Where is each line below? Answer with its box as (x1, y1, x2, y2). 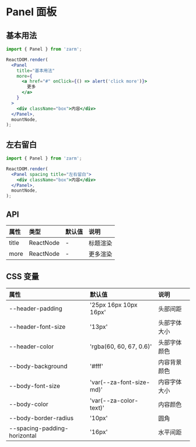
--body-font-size (9, 382, 60, 390)
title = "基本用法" (16, 68, 55, 74)
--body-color (9, 400, 48, 408)
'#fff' (89, 362, 104, 370)
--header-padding (9, 304, 62, 313)
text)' (89, 404, 105, 412)
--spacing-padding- (9, 424, 69, 432)
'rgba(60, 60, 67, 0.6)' (89, 342, 152, 351)
